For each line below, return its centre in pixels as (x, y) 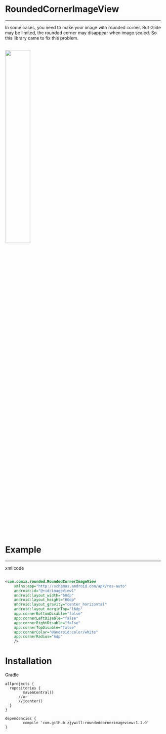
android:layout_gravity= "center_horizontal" (61, 604)
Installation (29, 661)
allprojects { (20, 684)
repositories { (25, 688)
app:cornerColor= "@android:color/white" (56, 632)
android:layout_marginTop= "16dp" (48, 609)
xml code (15, 568)
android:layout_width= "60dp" (44, 595)
